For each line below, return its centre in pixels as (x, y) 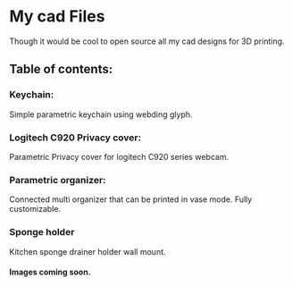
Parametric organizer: (58, 180)
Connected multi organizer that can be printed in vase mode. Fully (131, 199)
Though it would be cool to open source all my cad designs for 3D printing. (147, 41)
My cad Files (57, 17)
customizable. (35, 209)
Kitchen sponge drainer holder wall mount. (88, 251)
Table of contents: (61, 69)
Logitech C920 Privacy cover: (75, 138)
